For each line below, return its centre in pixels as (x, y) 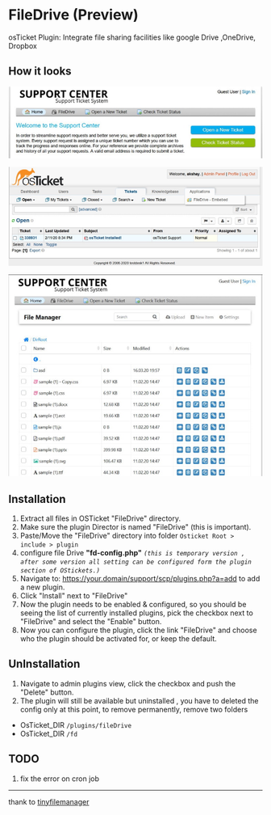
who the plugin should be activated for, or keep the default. (119, 639)
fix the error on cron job (59, 779)
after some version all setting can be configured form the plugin (135, 562)
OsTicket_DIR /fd (49, 733)
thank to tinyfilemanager (49, 801)
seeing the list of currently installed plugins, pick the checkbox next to (137, 613)
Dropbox (23, 45)
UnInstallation (44, 664)
